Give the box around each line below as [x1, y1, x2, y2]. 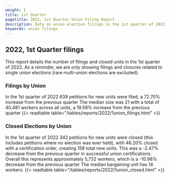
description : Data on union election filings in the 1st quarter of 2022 [5, 21, 165, 27]
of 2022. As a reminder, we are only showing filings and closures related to [5, 64, 163, 70]
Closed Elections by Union [5, 123, 72, 130]
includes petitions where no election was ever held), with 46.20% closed [5, 139, 158, 145]
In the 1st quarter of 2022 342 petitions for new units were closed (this [5, 134, 154, 140]
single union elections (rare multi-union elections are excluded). [5, 69, 139, 75]
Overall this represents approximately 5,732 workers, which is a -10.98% [5, 156, 157, 162]
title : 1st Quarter [5, 12, 47, 17]
